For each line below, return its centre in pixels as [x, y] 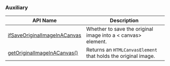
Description [124, 21]
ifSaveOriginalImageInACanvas [45, 35]
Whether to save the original [120, 29]
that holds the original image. [121, 56]
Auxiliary [17, 8]
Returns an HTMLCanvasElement [122, 50]
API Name [45, 21]
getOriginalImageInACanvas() [43, 53]
